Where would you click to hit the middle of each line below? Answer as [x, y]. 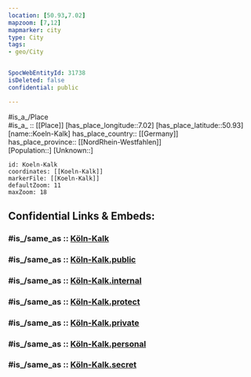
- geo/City [26, 52]
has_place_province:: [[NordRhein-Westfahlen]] [85, 141]
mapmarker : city [35, 30]
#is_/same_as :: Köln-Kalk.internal [75, 280]
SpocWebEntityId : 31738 [47, 73]
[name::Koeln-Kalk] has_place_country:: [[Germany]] [93, 134]
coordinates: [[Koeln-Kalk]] [56, 171]
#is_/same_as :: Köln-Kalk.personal [77, 344]
